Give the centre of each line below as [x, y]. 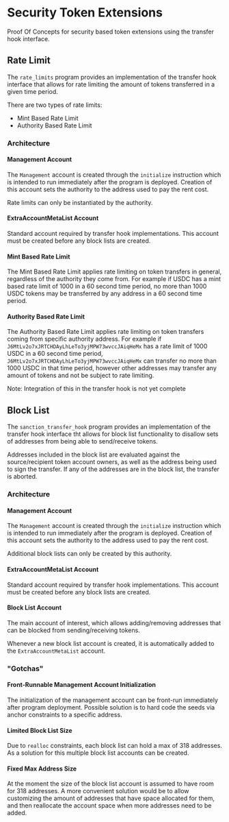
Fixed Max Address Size [42, 769]
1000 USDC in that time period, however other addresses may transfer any [112, 368]
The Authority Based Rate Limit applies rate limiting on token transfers [106, 332]
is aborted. [22, 476]
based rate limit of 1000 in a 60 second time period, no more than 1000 [107, 287]
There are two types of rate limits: [55, 105]
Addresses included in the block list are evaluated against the [94, 455]
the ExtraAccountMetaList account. [56, 651]
